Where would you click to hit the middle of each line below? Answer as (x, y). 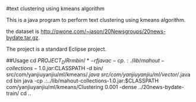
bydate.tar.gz (22, 37)
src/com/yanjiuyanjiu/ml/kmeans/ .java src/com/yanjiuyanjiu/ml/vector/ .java (98, 74)
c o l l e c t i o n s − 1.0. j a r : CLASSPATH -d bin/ (55, 68)
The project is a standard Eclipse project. (56, 49)
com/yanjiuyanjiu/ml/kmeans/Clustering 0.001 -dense (72, 87)
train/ (13, 93)
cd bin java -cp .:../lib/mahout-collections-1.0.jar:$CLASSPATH (83, 80)
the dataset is (23, 31)
